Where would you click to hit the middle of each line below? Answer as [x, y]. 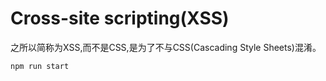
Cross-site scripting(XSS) [120, 18]
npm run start [40, 66]
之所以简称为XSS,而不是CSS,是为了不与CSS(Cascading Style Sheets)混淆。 [166, 47]
